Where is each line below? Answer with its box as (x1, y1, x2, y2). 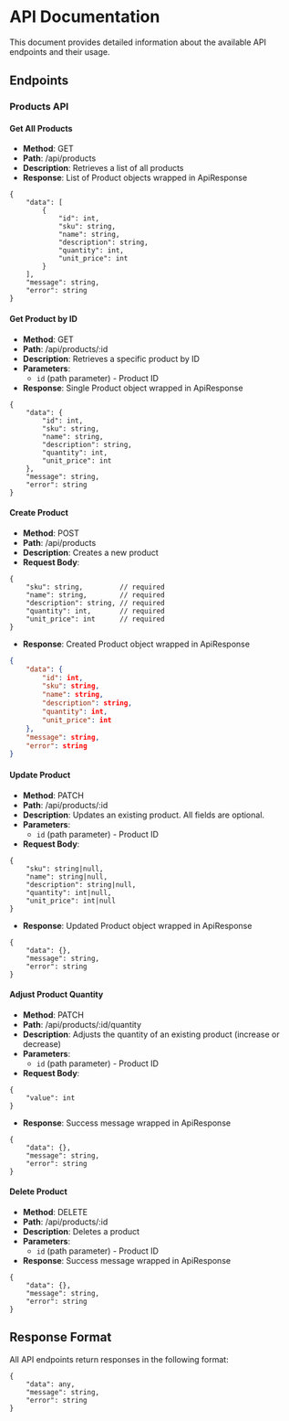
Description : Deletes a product (22, 1225, 139, 1236)
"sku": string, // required (26, 582, 166, 592)
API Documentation (9, 6, 160, 27)
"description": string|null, (26, 880, 137, 889)
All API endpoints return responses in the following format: (9, 1353, 230, 1364)
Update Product (9, 769, 71, 780)
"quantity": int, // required (26, 606, 166, 615)
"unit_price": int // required (26, 614, 166, 624)
